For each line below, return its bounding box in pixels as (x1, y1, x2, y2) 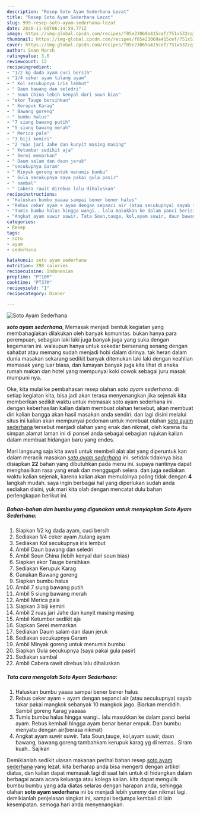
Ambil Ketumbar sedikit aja (15, 615, 81, 622)
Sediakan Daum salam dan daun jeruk (15, 628, 109, 635)
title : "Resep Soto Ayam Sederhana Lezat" (7, 14, 113, 20)
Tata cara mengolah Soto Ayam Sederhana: (7, 673, 118, 680)
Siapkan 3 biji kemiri (15, 603, 65, 610)
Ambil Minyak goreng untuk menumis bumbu (15, 641, 125, 648)
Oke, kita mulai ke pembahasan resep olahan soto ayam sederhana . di (7, 386, 179, 393)
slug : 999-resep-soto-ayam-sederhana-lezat (7, 20, 116, 26)
